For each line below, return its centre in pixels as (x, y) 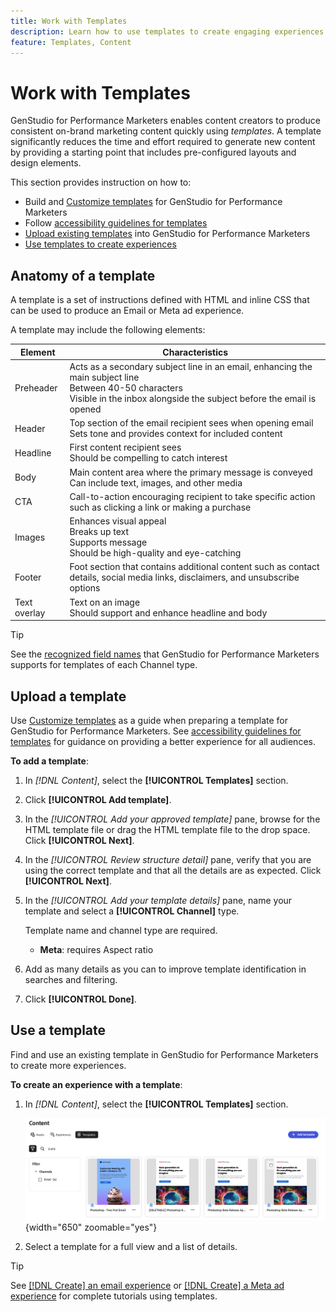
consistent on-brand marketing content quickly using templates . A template (166, 131)
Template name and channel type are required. (121, 930)
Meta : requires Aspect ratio (96, 949)
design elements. (46, 163)
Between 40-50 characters (126, 387)
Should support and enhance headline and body (168, 612)
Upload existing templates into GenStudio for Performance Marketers (167, 234)
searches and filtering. (71, 979)
